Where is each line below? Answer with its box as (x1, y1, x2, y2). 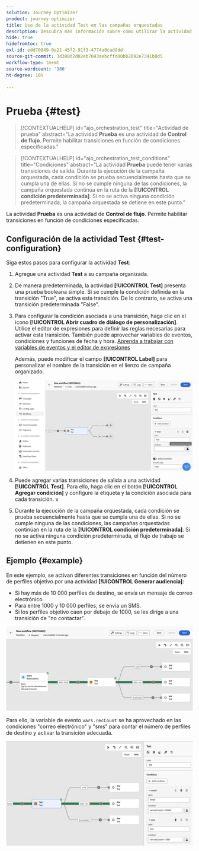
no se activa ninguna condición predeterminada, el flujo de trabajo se (14, 532, 184, 539)
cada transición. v (14, 496, 59, 503)
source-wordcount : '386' (6, 66, 68, 72)
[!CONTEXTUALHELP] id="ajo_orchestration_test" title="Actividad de (20, 125, 189, 132)
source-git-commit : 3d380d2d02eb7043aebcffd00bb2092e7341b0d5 (6, 53, 163, 59)
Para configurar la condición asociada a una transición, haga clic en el (14, 312, 187, 319)
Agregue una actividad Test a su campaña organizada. (14, 271, 149, 277)
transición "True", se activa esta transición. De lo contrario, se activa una (14, 294, 192, 301)
